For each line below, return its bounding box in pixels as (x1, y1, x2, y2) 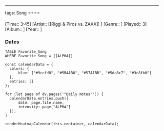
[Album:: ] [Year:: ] (5, 26, 42, 32)
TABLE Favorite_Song (5, 49, 47, 54)
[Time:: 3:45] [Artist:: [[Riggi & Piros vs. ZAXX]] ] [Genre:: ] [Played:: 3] (5, 21, 147, 27)
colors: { (9, 66, 29, 71)
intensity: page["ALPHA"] (18, 105, 71, 110)
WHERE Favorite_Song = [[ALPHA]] (5, 54, 73, 59)
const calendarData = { (5, 62, 54, 67)
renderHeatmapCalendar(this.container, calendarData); (5, 122, 119, 127)
